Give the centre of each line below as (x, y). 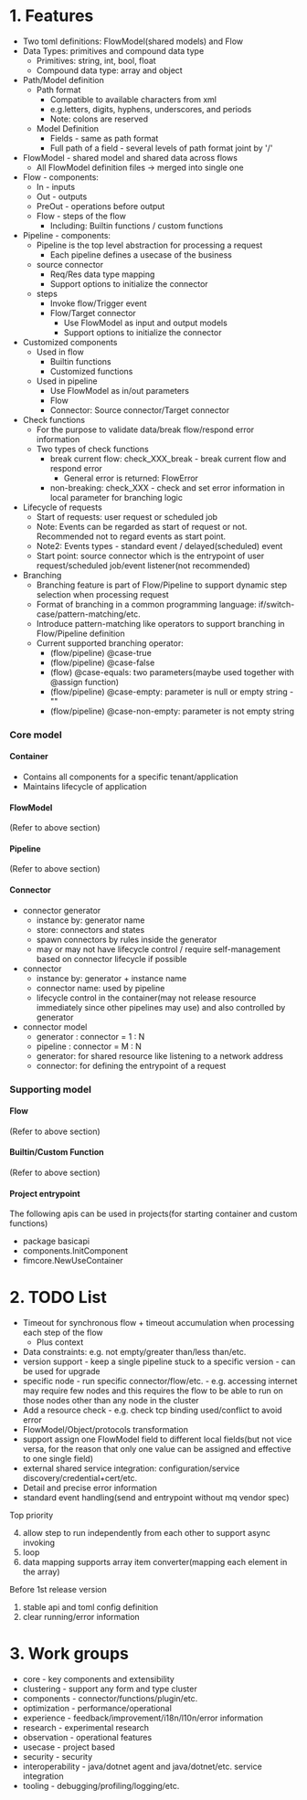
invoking (39, 1543)
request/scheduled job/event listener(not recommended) (143, 565)
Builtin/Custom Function (57, 1152)
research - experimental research (85, 1728)
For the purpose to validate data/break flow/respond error (145, 429)
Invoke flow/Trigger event (98, 303)
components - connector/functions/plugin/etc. (110, 1699)
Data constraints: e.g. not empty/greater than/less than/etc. (134, 1352)
